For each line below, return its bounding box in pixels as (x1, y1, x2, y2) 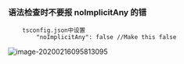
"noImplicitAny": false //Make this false (36, 34, 177, 41)
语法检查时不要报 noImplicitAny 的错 (8, 6, 147, 17)
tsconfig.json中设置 (22, 27, 86, 34)
